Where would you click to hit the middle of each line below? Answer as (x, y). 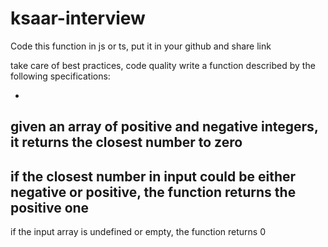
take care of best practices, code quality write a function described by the (163, 65)
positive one (50, 207)
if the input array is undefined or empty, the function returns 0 (138, 232)
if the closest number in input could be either (153, 176)
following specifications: (60, 76)
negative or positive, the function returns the (153, 192)
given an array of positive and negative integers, (164, 127)
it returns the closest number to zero (126, 142)
